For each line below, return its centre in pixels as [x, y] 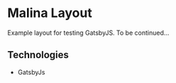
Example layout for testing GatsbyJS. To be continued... [88, 33]
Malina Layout [50, 13]
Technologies [38, 55]
